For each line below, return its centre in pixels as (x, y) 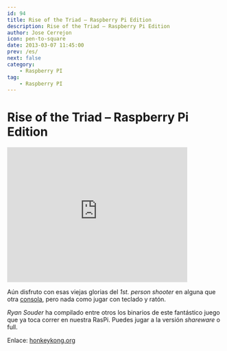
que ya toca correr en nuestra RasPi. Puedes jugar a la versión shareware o (114, 320)
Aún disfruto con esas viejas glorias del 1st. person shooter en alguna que (111, 292)
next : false (24, 58)
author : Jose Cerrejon (39, 33)
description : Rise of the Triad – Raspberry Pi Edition (88, 26)
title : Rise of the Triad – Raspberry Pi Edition (80, 20)
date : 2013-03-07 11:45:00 (46, 45)
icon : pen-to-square (37, 39)
